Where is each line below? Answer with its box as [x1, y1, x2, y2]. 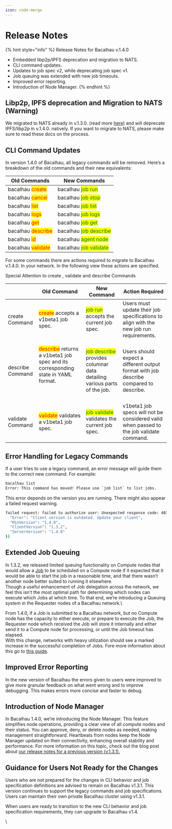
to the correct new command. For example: [5, 471, 96, 477]
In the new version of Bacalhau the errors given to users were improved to [5, 676, 162, 682]
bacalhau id [8, 236, 36, 243]
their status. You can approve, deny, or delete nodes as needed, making [5, 726, 157, 733]
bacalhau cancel [8, 194, 48, 201]
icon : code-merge [5, 7, 42, 13]
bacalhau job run [57, 186, 98, 193]
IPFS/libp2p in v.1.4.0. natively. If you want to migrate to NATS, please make [5, 126, 164, 132]
